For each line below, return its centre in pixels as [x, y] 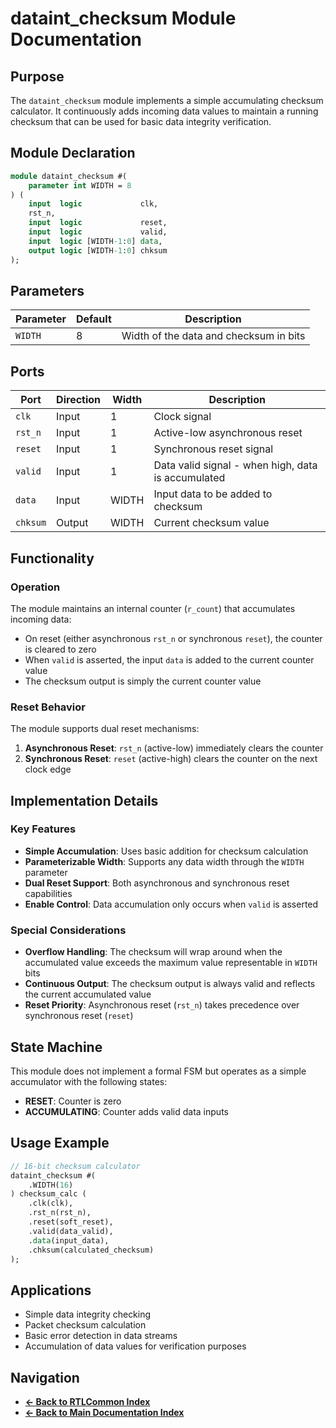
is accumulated [189, 478]
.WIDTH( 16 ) [51, 1185]
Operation [35, 587]
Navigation [45, 1377]
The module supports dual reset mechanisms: [105, 729]
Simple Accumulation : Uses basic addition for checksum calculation [166, 851]
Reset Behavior [48, 707]
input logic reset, [98, 223]
